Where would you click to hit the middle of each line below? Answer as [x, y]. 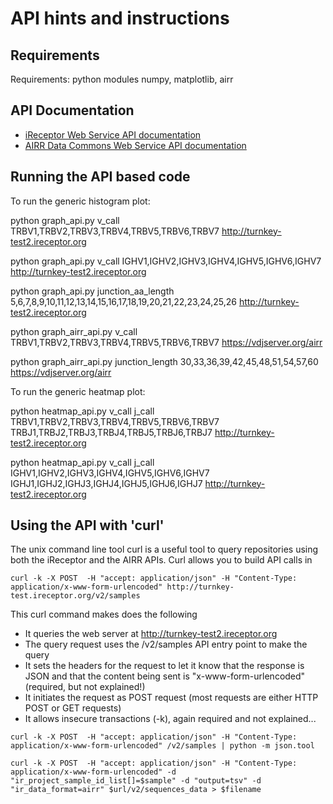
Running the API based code [100, 177]
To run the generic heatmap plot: [78, 391]
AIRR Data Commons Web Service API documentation [135, 145]
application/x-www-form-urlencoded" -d [93, 772]
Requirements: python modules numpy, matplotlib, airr [122, 79]
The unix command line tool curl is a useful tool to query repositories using [164, 549]
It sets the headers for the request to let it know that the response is [164, 666]
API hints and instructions [120, 18]
